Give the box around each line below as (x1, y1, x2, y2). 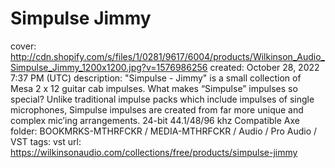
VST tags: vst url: (10, 135, 82, 147)
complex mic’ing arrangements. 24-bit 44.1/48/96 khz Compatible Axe (10, 114, 300, 126)
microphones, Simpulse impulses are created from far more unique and (10, 103, 304, 116)
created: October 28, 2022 (209, 61, 320, 73)
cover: (10, 40, 37, 52)
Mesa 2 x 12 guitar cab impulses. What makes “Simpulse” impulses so (10, 82, 298, 94)
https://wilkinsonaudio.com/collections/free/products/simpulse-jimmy (10, 146, 298, 158)
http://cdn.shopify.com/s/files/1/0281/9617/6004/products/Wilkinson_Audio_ (10, 50, 325, 62)
